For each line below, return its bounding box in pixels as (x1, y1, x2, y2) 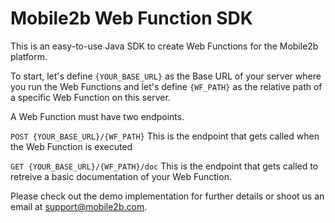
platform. (10, 50, 48, 62)
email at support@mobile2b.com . (10, 200, 148, 212)
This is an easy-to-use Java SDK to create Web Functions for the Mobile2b (10, 40, 319, 52)
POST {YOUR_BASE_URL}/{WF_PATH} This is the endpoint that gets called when (10, 130, 320, 142)
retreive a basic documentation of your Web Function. (10, 170, 232, 182)
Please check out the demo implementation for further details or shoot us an (10, 190, 325, 202)
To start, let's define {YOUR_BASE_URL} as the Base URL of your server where (10, 70, 322, 82)
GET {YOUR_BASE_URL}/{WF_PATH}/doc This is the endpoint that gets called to (10, 160, 319, 172)
